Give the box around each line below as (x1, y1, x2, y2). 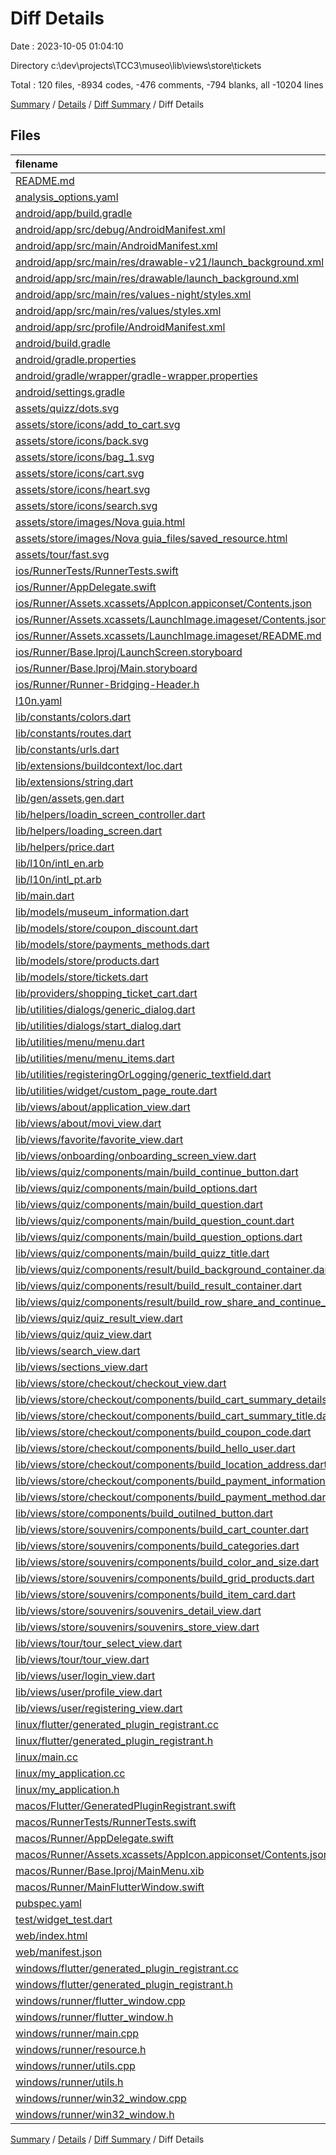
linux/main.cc (15, 1750, 79, 1764)
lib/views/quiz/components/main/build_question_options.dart (15, 1230, 303, 1244)
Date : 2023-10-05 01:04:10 (10, 40, 124, 52)
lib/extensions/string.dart (15, 775, 134, 789)
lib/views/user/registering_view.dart (15, 1701, 183, 1715)
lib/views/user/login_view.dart (15, 1668, 156, 1682)
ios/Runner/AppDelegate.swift (15, 580, 157, 594)
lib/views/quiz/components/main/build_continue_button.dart (15, 1165, 299, 1179)
